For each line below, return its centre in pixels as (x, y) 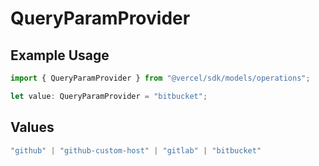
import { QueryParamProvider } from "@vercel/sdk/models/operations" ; (160, 78)
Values (32, 127)
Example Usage (60, 55)
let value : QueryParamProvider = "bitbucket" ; (109, 96)
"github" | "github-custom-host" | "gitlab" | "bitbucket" (136, 150)
